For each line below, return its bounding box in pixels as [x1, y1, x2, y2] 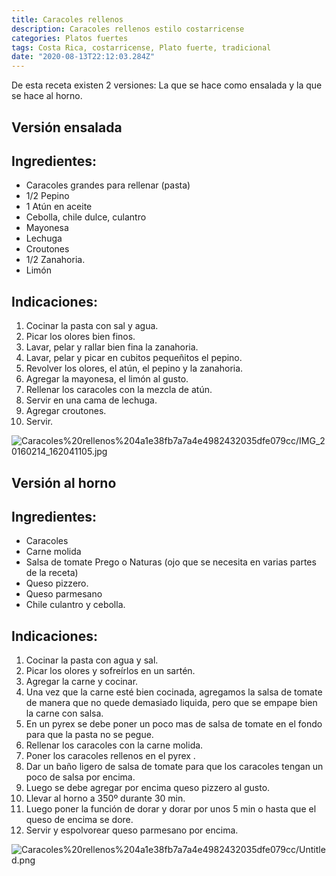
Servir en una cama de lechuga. [25, 394, 158, 406]
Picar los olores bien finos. [25, 331, 136, 343]
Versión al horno [11, 474, 117, 491]
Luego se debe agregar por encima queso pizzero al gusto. [25, 782, 271, 794]
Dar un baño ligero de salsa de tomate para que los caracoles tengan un [25, 761, 324, 773]
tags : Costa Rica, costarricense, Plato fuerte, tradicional [11, 42, 272, 53]
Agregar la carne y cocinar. [25, 676, 139, 688]
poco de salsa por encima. [25, 771, 136, 783]
